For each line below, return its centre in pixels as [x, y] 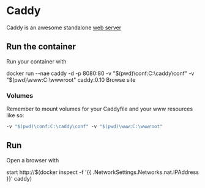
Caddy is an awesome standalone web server [64, 27]
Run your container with [36, 61]
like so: [15, 115]
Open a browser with [33, 160]
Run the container [41, 47]
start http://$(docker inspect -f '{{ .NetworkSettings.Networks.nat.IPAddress [102, 172]
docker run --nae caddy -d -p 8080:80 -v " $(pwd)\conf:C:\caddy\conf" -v [100, 73]
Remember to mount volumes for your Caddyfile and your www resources [100, 109]
